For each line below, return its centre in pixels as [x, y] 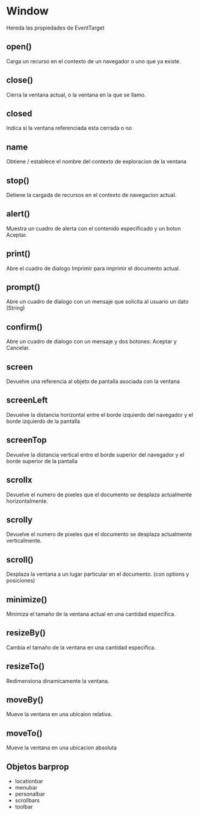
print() [19, 254]
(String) [16, 308]
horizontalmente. [27, 501]
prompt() [23, 287]
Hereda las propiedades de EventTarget [55, 28]
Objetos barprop [38, 767]
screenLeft [27, 400]
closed [19, 114]
